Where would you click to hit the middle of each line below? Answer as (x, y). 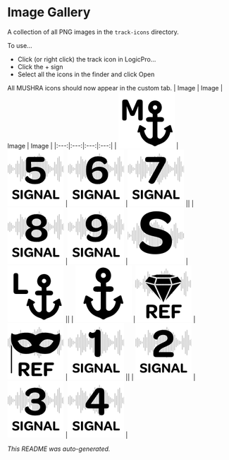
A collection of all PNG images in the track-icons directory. (93, 32)
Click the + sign (40, 66)
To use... (20, 45)
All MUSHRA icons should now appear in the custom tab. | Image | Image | (115, 88)
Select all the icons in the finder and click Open (86, 74)
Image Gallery (49, 12)
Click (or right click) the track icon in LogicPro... (87, 59)
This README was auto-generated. (59, 449)
